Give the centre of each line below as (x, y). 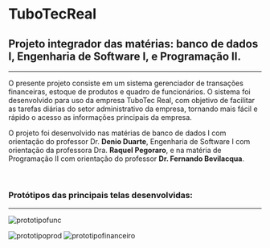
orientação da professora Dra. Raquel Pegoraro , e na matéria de (115, 150)
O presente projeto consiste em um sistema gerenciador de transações (126, 83)
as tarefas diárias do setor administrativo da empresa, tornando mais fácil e (133, 109)
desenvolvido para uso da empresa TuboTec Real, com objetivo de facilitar (132, 100)
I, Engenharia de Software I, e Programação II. (125, 56)
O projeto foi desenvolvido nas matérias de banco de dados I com (117, 133)
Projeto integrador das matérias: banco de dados (133, 44)
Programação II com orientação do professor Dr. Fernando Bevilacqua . (127, 159)
